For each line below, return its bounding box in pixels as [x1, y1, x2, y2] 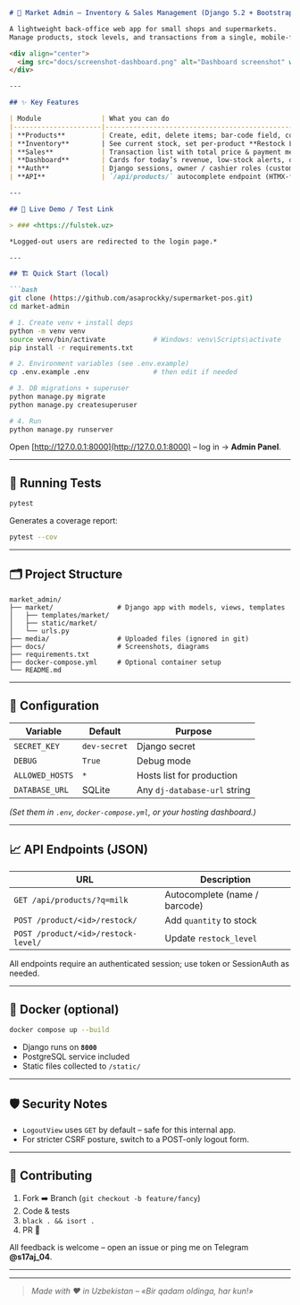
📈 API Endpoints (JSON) [9, 842, 149, 857]
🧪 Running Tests [9, 475, 102, 490]
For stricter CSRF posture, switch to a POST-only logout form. [21, 1134, 250, 1145]
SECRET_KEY [13, 741, 60, 751]
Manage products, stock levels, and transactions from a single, [9, 32, 257, 42]
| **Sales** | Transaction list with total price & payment [9, 148, 281, 157]
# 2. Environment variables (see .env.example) [9, 359, 190, 369]
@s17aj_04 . [9, 1251, 53, 1262]
